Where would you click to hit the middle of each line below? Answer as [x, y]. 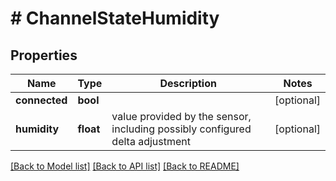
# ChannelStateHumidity [115, 18]
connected [41, 100]
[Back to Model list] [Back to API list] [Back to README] [125, 166]
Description [188, 83]
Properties [44, 55]
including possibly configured [181, 129]
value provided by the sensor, [181, 116]
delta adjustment [151, 141]
